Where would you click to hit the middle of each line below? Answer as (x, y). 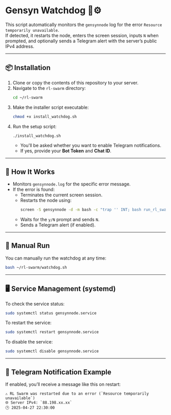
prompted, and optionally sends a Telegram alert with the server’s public (81, 41)
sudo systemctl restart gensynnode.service (52, 332)
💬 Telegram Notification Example (58, 372)
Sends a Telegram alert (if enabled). (58, 225)
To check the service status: (35, 304)
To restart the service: (28, 323)
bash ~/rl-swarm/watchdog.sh (36, 267)
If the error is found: (34, 190)
